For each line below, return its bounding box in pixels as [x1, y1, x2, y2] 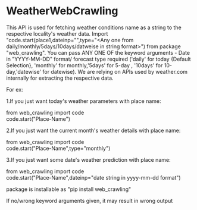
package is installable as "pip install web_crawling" [6, 186, 132, 193]
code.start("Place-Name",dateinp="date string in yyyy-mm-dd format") [6, 174, 181, 181]
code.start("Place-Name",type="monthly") [6, 145, 111, 152]
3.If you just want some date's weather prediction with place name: [6, 156, 171, 163]
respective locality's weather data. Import [6, 30, 108, 37]
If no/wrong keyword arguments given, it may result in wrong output [6, 197, 173, 204]
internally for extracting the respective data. [6, 74, 114, 82]
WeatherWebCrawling [6, 4, 118, 18]
